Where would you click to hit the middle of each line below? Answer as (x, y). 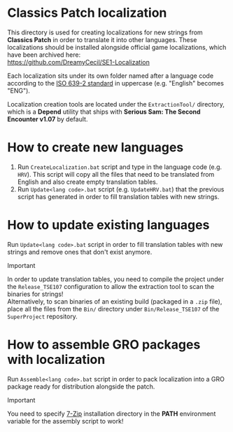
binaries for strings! (35, 294)
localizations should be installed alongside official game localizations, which (117, 47)
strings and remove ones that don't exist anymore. (80, 252)
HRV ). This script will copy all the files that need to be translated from (116, 174)
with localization (56, 360)
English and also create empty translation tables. (87, 182)
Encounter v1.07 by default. (48, 119)
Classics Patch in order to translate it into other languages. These (102, 39)
